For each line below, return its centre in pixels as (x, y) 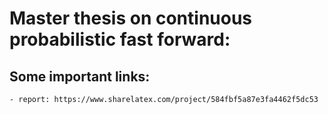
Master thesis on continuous (131, 18)
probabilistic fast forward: (120, 39)
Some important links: (80, 76)
